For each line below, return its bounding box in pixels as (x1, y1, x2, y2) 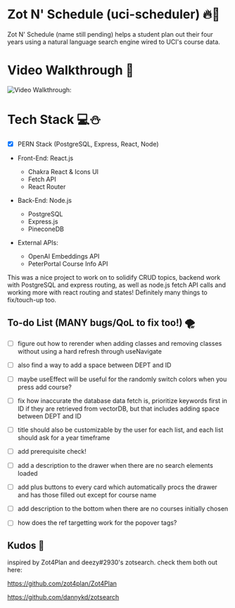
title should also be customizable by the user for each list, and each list (17, 426, 224, 434)
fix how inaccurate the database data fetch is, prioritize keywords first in (17, 396, 227, 404)
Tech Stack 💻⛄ (7, 112, 101, 128)
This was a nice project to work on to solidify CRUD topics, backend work (7, 273, 221, 281)
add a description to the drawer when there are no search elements (17, 461, 213, 470)
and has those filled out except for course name (17, 491, 157, 500)
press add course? (17, 383, 72, 391)
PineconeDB (27, 225, 65, 233)
